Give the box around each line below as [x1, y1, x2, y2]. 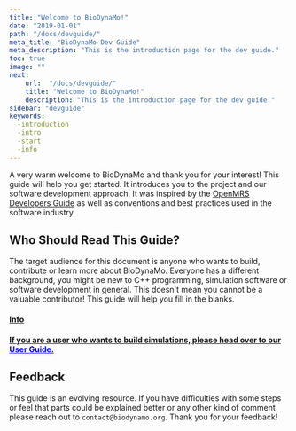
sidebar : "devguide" [9, 104, 86, 113]
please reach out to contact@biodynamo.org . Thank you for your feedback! [9, 411, 278, 422]
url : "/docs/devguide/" [25, 79, 117, 88]
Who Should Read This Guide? [9, 232, 180, 248]
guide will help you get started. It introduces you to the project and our [9, 178, 267, 189]
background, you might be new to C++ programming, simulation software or [9, 275, 288, 286]
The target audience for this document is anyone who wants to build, [9, 256, 261, 267]
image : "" [9, 63, 46, 72]
